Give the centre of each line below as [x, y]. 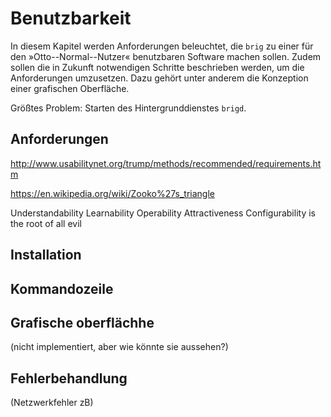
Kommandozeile [62, 288]
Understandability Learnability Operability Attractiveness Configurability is [163, 213]
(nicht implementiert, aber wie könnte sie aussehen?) [119, 347]
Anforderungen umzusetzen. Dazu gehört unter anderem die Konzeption [159, 78]
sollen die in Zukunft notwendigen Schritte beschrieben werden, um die [157, 67]
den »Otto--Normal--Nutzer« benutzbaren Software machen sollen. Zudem [166, 56]
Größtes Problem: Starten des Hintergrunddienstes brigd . [128, 108]
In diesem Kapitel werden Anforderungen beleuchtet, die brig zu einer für [162, 46]
